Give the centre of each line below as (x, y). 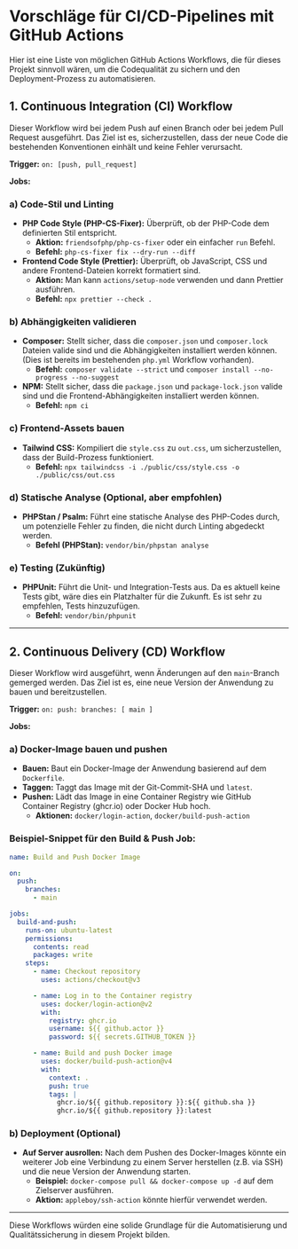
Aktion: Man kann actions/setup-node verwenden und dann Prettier (159, 280)
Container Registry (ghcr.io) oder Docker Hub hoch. (116, 806)
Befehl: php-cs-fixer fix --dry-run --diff (116, 252)
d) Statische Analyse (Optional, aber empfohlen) (116, 497)
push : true (69, 1086)
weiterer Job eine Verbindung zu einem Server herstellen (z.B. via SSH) (153, 1162)
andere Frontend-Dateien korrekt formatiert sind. (111, 271)
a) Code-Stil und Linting (62, 204)
